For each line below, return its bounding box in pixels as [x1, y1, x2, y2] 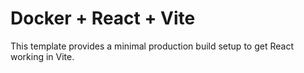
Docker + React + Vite [10, 7, 196, 30]
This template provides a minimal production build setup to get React [10, 40, 294, 52]
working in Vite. [10, 50, 75, 62]
